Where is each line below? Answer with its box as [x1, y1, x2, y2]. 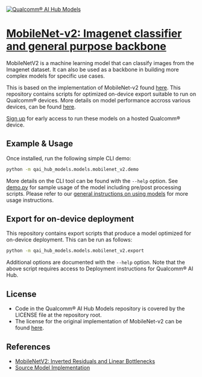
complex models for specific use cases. [6, 72, 106, 79]
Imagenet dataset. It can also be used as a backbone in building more [6, 66, 179, 73]
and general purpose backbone [6, 40, 167, 54]
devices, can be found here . [6, 103, 77, 110]
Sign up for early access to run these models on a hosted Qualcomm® [6, 114, 181, 122]
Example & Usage [6, 139, 74, 149]
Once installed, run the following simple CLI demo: [6, 154, 131, 162]
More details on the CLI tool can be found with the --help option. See [6, 177, 178, 184]
